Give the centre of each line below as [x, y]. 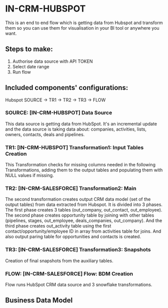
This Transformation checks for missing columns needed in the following [80, 165]
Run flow [22, 72]
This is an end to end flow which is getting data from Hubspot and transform [84, 23]
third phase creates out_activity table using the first [58, 226]
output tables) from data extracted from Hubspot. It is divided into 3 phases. [84, 204]
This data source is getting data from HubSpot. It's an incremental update [81, 124]
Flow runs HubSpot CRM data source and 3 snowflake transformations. [79, 285]
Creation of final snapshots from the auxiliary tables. [59, 261]
